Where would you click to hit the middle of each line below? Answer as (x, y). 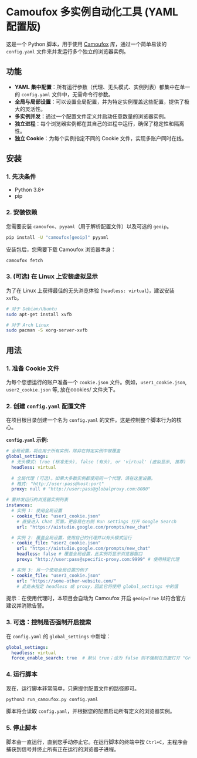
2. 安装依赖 (22, 212)
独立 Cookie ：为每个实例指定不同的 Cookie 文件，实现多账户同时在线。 (101, 138)
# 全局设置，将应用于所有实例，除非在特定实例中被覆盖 (63, 451)
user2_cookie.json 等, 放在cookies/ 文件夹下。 (62, 389)
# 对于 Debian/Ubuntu (32, 309)
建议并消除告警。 (27, 605)
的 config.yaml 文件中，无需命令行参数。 (64, 94)
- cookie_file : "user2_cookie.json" (56, 543)
